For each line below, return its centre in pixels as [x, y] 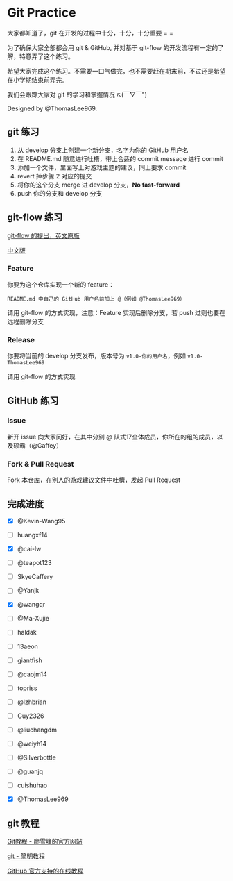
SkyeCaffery [35, 577]
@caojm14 [32, 674]
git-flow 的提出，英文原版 [43, 235]
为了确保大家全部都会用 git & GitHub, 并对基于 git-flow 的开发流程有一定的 [113, 47]
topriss [27, 688]
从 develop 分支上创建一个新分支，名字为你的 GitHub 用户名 [103, 150]
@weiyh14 [32, 744]
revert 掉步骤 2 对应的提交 [54, 176]
